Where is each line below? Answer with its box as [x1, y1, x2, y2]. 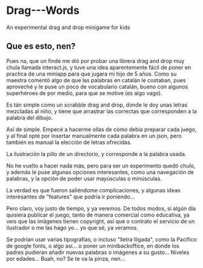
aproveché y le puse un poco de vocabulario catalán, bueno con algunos [6, 83, 188, 90]
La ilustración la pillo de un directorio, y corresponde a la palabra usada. [6, 150, 187, 157]
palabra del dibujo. [6, 114, 53, 121]
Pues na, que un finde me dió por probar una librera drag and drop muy [6, 57, 185, 64]
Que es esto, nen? [6, 41, 76, 51]
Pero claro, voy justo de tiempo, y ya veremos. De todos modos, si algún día [6, 204, 196, 212]
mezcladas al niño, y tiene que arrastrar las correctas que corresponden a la [6, 107, 197, 115]
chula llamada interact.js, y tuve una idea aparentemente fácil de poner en [6, 64, 191, 71]
